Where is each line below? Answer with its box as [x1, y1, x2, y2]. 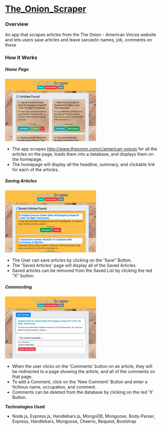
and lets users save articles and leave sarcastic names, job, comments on [5, 37, 152, 43]
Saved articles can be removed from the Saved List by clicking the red [12, 268, 153, 273]
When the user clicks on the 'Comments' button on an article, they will [12, 363, 153, 369]
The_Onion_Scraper [5, 3, 86, 15]
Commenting [5, 284, 32, 290]
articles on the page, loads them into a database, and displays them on [12, 151, 154, 157]
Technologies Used [5, 404, 45, 410]
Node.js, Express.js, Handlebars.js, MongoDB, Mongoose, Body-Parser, [12, 413, 155, 419]
